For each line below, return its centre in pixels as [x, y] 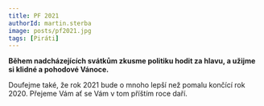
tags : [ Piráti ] [34, 38]
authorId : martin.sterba [50, 23]
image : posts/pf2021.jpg [50, 31]
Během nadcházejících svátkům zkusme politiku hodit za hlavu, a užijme [132, 61]
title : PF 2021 [34, 16]
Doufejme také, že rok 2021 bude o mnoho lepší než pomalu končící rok [127, 85]
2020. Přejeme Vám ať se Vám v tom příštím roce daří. [98, 94]
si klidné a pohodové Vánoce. [59, 70]
